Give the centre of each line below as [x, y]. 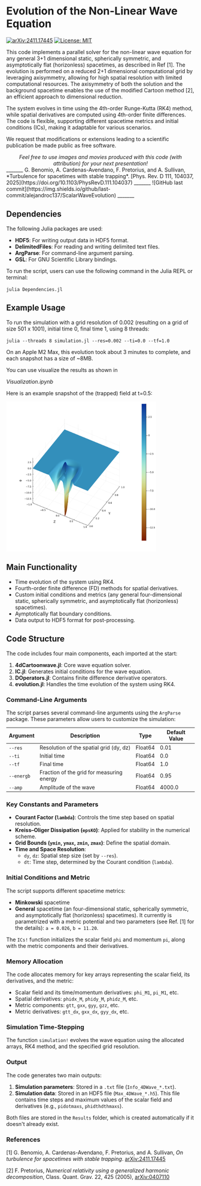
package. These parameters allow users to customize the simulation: [91, 719]
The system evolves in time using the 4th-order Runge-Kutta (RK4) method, [100, 108]
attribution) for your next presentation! [100, 163]
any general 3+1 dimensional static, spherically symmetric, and [84, 58]
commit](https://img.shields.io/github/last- [58, 189]
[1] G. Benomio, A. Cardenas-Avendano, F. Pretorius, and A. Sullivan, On [95, 1152]
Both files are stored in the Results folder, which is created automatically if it [100, 1118]
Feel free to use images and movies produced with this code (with [100, 157]
